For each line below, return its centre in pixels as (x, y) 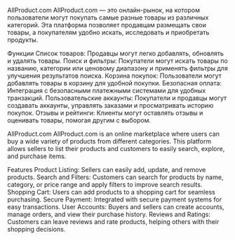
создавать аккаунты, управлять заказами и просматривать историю (110, 105)
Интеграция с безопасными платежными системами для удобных (107, 91)
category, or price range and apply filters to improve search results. (105, 184)
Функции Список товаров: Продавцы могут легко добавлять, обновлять (116, 53)
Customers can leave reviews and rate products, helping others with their (113, 222)
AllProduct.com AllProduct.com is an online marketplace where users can (113, 134)
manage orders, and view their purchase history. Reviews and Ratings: (109, 214)
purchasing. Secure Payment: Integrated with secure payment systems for (115, 199)
